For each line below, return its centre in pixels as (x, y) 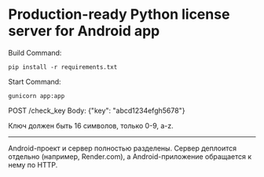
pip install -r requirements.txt (63, 67)
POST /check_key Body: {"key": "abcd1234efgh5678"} (97, 110)
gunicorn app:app (37, 96)
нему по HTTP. (33, 164)
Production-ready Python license (119, 14)
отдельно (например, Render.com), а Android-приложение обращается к (130, 156)
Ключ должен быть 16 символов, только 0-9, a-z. (91, 125)
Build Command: (35, 52)
